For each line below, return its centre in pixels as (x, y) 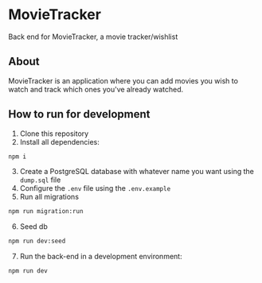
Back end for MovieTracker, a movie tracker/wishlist (93, 37)
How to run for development (79, 114)
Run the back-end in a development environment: (101, 257)
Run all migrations (49, 197)
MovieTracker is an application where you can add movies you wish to (123, 80)
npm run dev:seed (37, 241)
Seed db (33, 227)
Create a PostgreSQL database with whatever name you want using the (137, 172)
